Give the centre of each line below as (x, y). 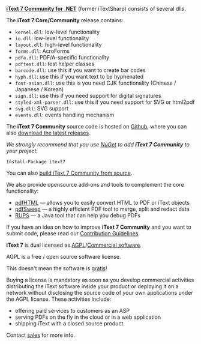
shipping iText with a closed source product (69, 323)
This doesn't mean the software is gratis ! (57, 268)
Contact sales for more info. (41, 335)
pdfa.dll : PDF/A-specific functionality (62, 57)
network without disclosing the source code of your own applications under (100, 293)
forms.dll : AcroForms (42, 51)
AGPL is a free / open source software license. (64, 257)
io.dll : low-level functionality (52, 38)
